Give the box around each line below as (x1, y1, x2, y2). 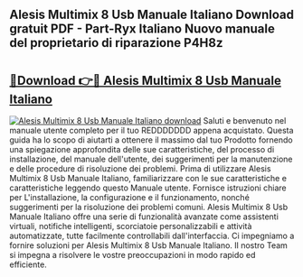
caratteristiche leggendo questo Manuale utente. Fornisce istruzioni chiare (9, 182, 287, 193)
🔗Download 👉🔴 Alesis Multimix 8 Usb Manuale (9, 72, 282, 88)
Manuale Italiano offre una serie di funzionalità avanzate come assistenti (9, 211, 279, 222)
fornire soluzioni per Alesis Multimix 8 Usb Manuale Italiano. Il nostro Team (9, 240, 288, 251)
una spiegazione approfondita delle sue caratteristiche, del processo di (9, 144, 275, 154)
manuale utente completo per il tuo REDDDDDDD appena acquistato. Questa (9, 125, 294, 135)
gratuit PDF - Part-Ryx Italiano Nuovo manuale (9, 22, 276, 37)
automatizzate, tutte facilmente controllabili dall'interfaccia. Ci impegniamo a (9, 230, 295, 241)
